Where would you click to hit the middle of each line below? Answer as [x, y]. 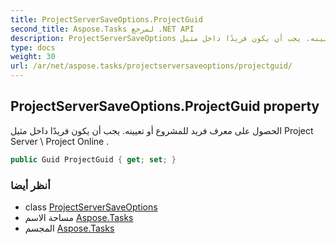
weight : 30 [33, 57]
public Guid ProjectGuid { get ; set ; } [93, 159]
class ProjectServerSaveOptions [91, 207]
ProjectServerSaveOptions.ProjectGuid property [165, 106]
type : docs [33, 47]
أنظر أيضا [30, 185]
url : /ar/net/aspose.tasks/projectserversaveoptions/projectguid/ [151, 66]
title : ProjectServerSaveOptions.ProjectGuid [106, 19]
